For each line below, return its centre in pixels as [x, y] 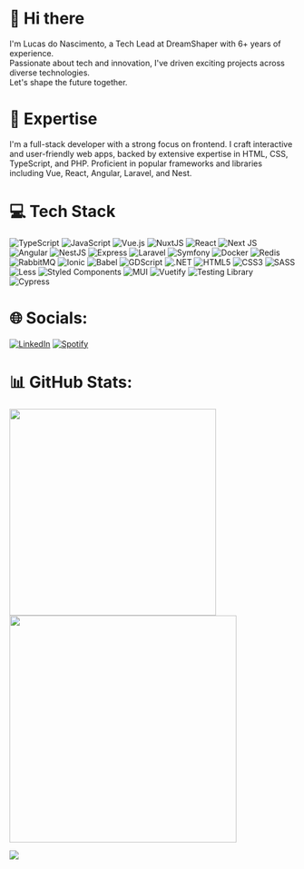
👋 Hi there [47, 19]
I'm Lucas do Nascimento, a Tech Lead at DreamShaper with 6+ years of [145, 44]
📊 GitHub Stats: [71, 382]
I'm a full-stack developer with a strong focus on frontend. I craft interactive [151, 143]
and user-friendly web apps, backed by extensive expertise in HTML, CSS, [149, 153]
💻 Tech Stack [63, 212]
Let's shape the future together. [69, 82]
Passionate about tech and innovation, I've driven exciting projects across [147, 63]
